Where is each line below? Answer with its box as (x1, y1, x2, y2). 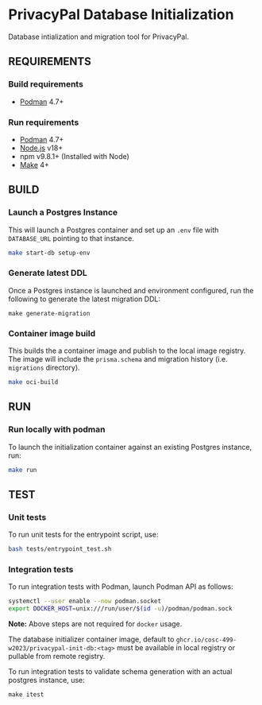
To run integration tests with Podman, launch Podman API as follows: (8, 582, 233, 591)
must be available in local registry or (116, 643, 236, 653)
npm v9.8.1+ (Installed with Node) (19, 151, 129, 161)
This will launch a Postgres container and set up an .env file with (8, 225, 219, 234)
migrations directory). (8, 363, 81, 373)
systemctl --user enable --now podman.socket (8, 598, 161, 606)
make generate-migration (8, 309, 91, 317)
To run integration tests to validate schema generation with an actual (8, 667, 233, 676)
